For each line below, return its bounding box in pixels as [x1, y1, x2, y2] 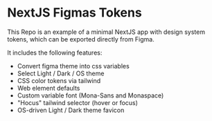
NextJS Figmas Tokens [7, 5, 142, 21]
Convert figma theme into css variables [17, 62, 130, 70]
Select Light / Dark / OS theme [17, 69, 105, 77]
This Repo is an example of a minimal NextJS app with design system [7, 28, 206, 36]
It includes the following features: [7, 48, 103, 57]
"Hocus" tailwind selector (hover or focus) [17, 98, 139, 106]
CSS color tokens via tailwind [17, 76, 101, 84]
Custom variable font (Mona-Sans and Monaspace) [17, 91, 164, 100]
